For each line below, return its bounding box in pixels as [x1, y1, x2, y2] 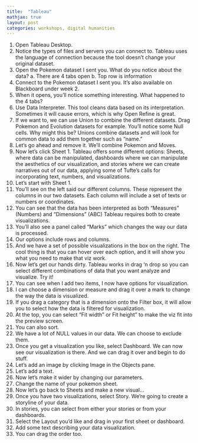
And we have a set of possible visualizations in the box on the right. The [15, 242, 190, 249]
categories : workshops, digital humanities [6, 25, 115, 31]
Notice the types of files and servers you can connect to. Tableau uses [15, 48, 187, 55]
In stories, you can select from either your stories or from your [15, 405, 167, 412]
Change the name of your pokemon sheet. [15, 380, 118, 387]
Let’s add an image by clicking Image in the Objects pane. [15, 361, 156, 369]
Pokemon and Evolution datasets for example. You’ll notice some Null [15, 123, 184, 130]
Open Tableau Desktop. [15, 41, 73, 48]
